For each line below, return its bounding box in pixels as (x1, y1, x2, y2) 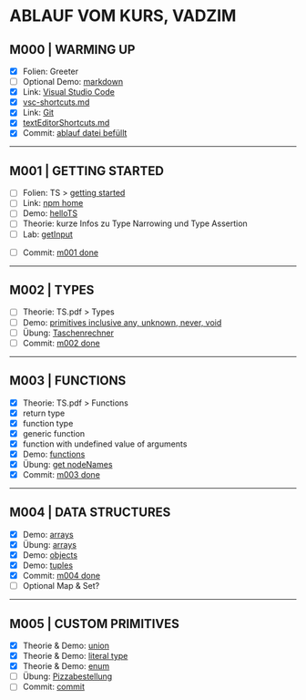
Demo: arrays (22, 529, 75, 540)
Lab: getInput (22, 229, 73, 240)
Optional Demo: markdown (22, 77, 124, 87)
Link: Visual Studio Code (22, 87, 116, 98)
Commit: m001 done (22, 247, 98, 258)
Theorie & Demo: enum (22, 661, 110, 672)
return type (22, 407, 66, 418)
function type (22, 417, 74, 428)
